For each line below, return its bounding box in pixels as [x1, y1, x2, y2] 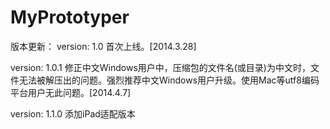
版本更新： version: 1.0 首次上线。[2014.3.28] [10, 40, 197, 52]
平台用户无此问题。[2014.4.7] [10, 86, 132, 98]
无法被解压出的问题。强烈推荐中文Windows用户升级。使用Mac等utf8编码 [18, 74, 320, 86]
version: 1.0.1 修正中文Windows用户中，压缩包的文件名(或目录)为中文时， [10, 61, 311, 73]
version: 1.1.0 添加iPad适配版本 [10, 107, 136, 120]
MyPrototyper [10, 6, 130, 29]
